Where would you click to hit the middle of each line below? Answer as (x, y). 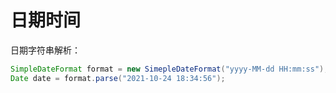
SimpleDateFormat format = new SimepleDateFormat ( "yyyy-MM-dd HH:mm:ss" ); (169, 69)
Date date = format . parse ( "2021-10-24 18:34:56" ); (118, 78)
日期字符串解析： (45, 50)
